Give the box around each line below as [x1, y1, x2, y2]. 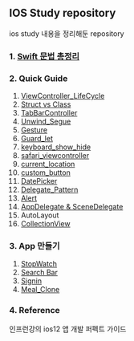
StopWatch [20, 259, 58, 269]
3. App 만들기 [9, 240, 60, 251]
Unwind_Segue [20, 116, 71, 127]
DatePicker [20, 177, 58, 186]
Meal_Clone [20, 285, 60, 294]
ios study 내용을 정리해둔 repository [9, 28, 124, 39]
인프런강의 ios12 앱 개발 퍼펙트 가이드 [9, 324, 127, 334]
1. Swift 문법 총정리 [9, 51, 79, 62]
